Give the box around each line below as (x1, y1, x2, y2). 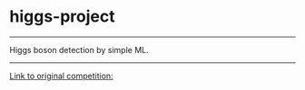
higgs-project (9, 6, 115, 27)
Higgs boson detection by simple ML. (9, 44, 149, 55)
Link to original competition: (9, 70, 113, 81)
